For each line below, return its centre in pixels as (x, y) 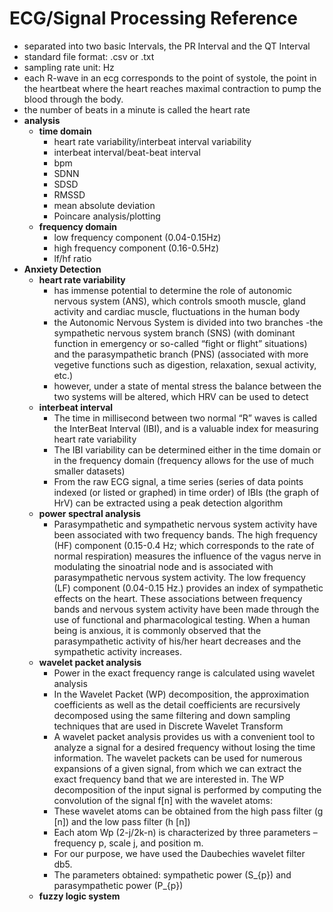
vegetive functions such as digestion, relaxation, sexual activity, (185, 364)
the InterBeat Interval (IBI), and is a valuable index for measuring (186, 428)
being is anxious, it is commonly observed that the (157, 630)
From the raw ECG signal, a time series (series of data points (178, 481)
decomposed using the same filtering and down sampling (172, 715)
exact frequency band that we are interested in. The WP (169, 779)
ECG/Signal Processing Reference (153, 18)
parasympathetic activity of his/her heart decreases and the (177, 641)
